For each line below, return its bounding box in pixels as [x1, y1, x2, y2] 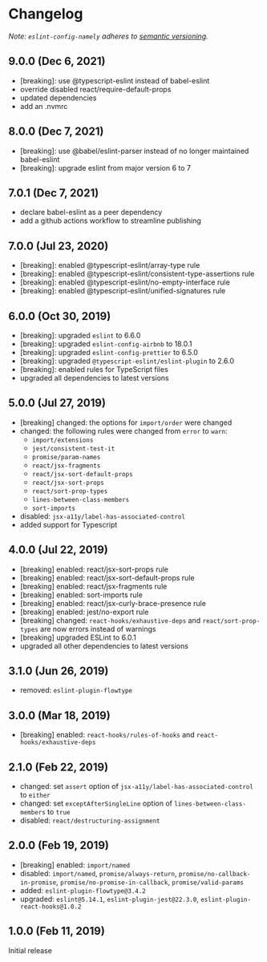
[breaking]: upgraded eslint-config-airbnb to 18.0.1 [19, 339, 192, 349]
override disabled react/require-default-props [19, 84, 172, 94]
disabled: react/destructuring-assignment [19, 815, 160, 826]
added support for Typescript [19, 519, 118, 529]
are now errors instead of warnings [39, 624, 156, 633]
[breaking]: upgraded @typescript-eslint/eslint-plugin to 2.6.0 [19, 356, 235, 366]
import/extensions [31, 436, 94, 444]
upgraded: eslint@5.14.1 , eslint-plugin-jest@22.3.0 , [19, 894, 199, 903]
